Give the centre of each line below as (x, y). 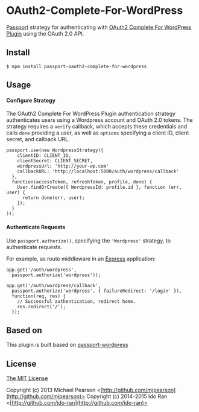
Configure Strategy (31, 100)
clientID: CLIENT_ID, (44, 156)
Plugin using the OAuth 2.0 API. (45, 33)
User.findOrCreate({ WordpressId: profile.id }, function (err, (99, 188)
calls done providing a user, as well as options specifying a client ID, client (98, 133)
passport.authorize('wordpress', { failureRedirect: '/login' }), (97, 291)
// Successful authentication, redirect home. (77, 301)
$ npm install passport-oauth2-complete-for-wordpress (77, 66)
